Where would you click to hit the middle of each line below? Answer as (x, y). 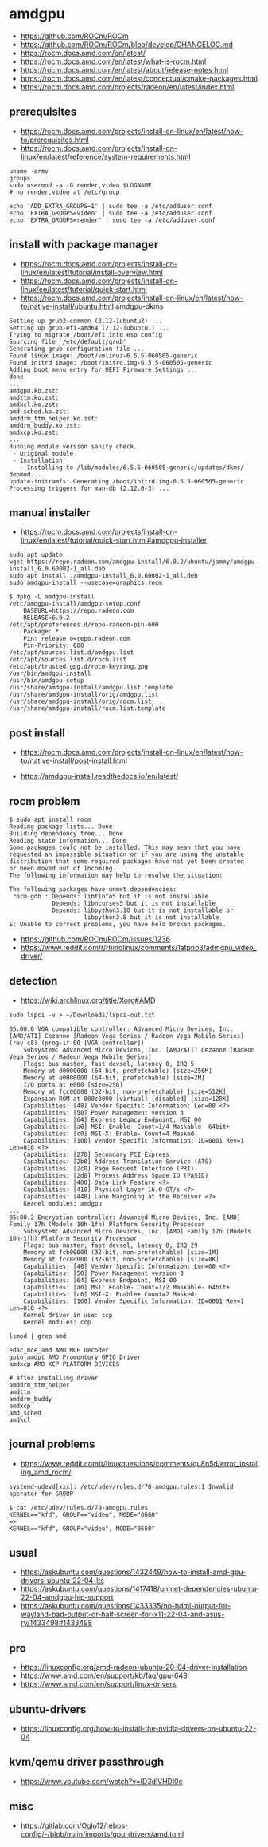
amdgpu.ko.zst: (34, 391)
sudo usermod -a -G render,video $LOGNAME (80, 185)
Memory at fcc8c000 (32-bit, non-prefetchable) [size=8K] (121, 1259)
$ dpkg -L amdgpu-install (52, 597)
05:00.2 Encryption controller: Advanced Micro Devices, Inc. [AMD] (125, 1218)
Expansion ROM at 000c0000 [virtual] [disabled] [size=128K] (126, 1099)
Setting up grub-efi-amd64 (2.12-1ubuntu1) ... (89, 328)
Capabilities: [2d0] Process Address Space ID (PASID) (116, 1175)
